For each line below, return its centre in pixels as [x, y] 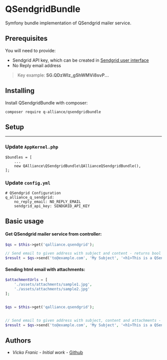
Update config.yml [28, 182]
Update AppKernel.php [32, 147]
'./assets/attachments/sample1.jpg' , [53, 284]
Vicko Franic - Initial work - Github [48, 353]
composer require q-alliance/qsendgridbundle [53, 112]
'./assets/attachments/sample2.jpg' [52, 289]
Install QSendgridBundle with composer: [46, 102]
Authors [18, 340]
